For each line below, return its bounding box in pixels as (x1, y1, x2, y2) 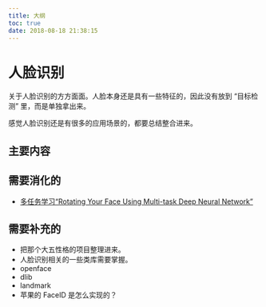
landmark (19, 281, 52, 290)
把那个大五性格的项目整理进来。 (19, 245, 125, 254)
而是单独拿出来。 (34, 102, 91, 111)
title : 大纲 (8, 11, 46, 20)
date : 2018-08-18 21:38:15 (8, 26, 98, 34)
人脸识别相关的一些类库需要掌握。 (19, 255, 133, 265)
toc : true (8, 19, 42, 27)
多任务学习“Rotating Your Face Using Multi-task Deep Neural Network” (19, 197, 253, 206)
